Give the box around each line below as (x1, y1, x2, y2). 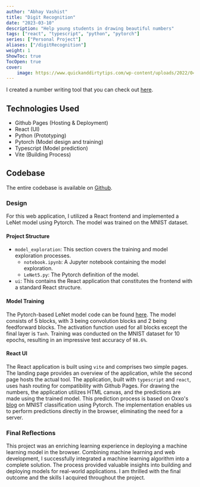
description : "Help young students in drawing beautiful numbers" (6, 25, 174, 32)
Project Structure (6, 232, 50, 239)
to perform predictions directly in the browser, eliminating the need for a (6, 407, 183, 415)
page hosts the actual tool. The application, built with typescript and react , (6, 375, 192, 383)
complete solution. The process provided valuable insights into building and (6, 461, 192, 468)
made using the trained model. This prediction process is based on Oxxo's (6, 394, 189, 402)
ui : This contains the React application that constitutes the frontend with (14, 278, 193, 285)
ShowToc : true (6, 53, 42, 59)
